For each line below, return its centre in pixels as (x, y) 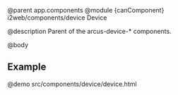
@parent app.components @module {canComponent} (86, 10)
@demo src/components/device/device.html (72, 84)
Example (27, 67)
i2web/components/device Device (57, 18)
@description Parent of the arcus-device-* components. (89, 31)
